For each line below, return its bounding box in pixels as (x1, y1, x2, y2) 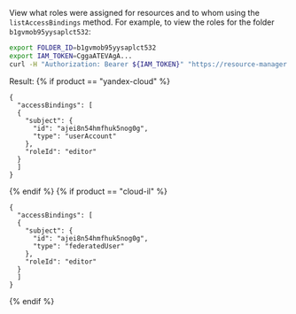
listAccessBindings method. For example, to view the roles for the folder (9, 17, 275, 27)
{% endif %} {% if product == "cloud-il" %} (9, 186, 168, 196)
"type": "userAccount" (32, 132, 117, 141)
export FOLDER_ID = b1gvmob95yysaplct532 (9, 43, 157, 52)
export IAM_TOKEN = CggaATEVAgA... (9, 51, 133, 60)
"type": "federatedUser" (32, 241, 125, 250)
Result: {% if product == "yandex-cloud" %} (9, 75, 171, 87)
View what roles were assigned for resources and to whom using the (9, 8, 260, 18)
